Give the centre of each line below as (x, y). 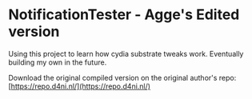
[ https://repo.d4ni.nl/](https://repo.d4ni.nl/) (79, 86)
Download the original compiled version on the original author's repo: (122, 77)
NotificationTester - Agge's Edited (124, 15)
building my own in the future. (58, 62)
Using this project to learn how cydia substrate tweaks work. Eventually (126, 53)
